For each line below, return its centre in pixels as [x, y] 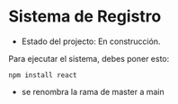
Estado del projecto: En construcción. [91, 41]
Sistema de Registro [85, 17]
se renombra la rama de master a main [93, 91]
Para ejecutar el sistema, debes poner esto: [89, 58]
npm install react [43, 75]
